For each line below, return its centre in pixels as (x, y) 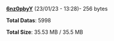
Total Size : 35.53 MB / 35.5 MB (45, 32)
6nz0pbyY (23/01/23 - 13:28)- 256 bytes (57, 9)
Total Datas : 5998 (28, 20)
